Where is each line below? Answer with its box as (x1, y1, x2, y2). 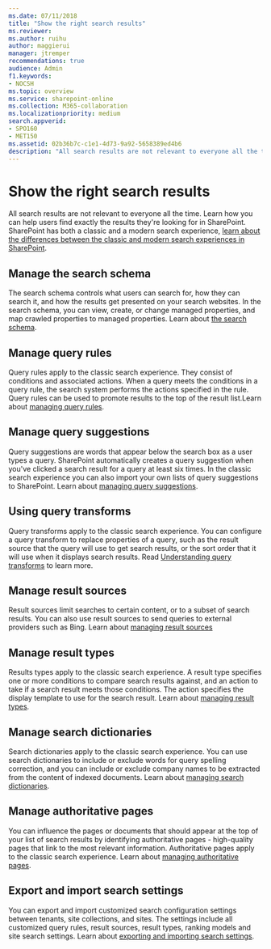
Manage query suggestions (8, 426, 150, 439)
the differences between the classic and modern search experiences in (8, 235, 245, 244)
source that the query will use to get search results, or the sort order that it (8, 543, 256, 553)
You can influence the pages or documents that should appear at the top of (8, 826, 259, 836)
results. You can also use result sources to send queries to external (8, 614, 232, 624)
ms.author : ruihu (8, 34, 67, 43)
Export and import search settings (8, 883, 184, 898)
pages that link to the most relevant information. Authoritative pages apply (8, 843, 255, 853)
